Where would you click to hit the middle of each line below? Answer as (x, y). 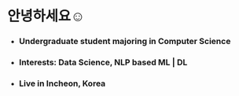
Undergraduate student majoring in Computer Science (125, 42)
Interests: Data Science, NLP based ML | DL (103, 62)
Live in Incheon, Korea (62, 83)
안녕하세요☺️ (46, 16)
